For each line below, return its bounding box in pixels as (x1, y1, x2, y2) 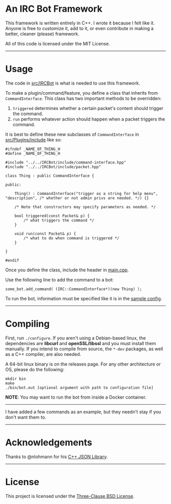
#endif (5, 258, 19, 263)
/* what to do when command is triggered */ (23, 235, 120, 241)
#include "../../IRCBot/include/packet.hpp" (5, 164, 101, 170)
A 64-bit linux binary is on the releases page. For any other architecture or (5, 361, 161, 367)
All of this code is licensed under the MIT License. (5, 40, 110, 46)
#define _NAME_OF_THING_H (5, 151, 60, 156)
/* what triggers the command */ (23, 217, 95, 223)
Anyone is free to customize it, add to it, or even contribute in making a (5, 25, 154, 31)
